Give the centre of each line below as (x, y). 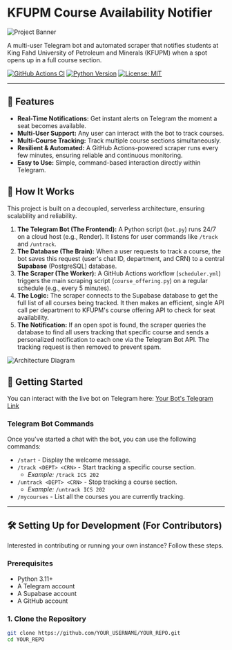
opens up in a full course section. (55, 60)
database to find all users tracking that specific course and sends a (113, 332)
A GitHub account (42, 601)
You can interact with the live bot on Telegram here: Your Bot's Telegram (110, 399)
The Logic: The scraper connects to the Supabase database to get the (117, 295)
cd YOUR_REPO (26, 639)
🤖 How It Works (41, 192)
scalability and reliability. (42, 215)
